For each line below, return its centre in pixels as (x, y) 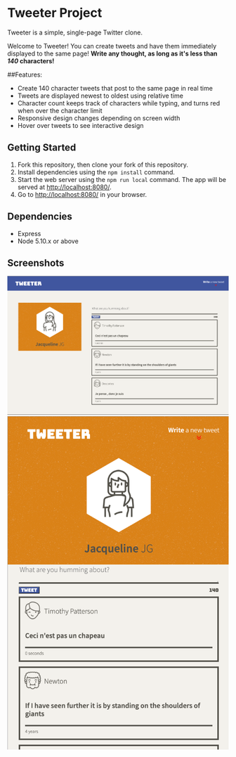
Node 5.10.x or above (48, 241)
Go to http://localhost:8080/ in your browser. (82, 194)
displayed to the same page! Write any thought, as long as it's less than (112, 53)
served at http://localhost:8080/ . (64, 187)
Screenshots (36, 263)
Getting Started (42, 148)
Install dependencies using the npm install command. (96, 172)
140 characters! (31, 60)
